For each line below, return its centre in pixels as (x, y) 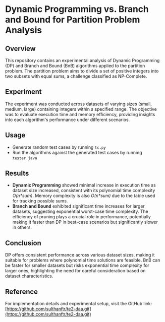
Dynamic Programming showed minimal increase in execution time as (84, 185)
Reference (22, 291)
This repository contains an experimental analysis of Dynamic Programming (82, 60)
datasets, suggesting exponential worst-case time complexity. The (80, 211)
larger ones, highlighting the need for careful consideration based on (75, 271)
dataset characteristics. (29, 276)
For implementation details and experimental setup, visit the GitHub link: (79, 304)
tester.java (25, 158)
